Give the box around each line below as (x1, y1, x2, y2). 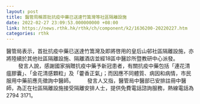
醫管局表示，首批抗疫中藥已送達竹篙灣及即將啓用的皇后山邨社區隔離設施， (6, 48, 189, 55)
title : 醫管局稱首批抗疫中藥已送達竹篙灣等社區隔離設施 (6, 14, 127, 20)
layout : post (6, 8, 39, 15)
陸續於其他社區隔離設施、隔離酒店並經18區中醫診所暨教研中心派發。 (11, 55, 179, 62)
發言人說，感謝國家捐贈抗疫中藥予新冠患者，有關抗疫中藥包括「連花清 (17, 63, 190, 70)
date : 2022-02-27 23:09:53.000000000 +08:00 (6, 19, 118, 25)
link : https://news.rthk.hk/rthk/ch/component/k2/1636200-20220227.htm (6, 25, 187, 31)
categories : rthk (6, 31, 49, 37)
